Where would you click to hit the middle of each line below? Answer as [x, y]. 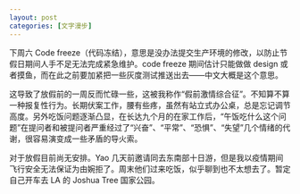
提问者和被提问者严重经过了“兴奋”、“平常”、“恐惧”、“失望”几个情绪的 [155, 127]
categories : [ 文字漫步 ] [50, 26]
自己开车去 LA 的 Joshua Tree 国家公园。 [85, 180]
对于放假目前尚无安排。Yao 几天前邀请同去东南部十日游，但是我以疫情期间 [146, 157]
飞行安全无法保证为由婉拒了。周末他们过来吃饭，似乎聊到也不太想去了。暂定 [150, 169]
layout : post [33, 17]
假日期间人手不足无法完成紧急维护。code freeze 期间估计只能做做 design [144, 63]
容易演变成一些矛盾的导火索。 [87, 139]
